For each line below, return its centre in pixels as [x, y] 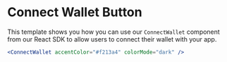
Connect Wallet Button [75, 12]
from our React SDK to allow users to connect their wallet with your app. [112, 39]
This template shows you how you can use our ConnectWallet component [114, 32]
